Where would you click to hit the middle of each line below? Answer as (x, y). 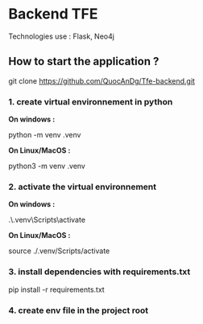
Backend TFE (53, 14)
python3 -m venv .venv (47, 166)
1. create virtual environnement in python (91, 101)
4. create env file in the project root (79, 310)
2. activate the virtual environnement (83, 187)
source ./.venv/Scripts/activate (59, 251)
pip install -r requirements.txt (56, 289)
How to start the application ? (84, 62)
